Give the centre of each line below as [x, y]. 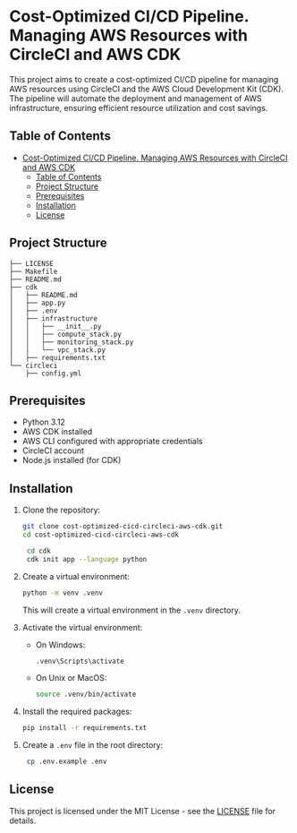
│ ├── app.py [38, 303]
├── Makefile [34, 271]
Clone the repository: [61, 510]
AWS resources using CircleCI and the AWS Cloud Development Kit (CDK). [147, 89]
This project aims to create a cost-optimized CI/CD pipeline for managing [144, 79]
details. [23, 820]
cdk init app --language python [87, 559]
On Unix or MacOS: [71, 678]
